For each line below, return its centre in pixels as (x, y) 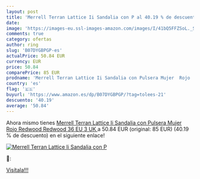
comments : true (25, 34)
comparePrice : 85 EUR (33, 73)
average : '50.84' (28, 106)
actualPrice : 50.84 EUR (36, 56)
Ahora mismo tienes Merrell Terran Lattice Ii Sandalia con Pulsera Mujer (94, 123)
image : (14, 28)
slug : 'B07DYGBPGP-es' (34, 51)
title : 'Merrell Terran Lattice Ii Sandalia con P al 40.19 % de (89, 17)
